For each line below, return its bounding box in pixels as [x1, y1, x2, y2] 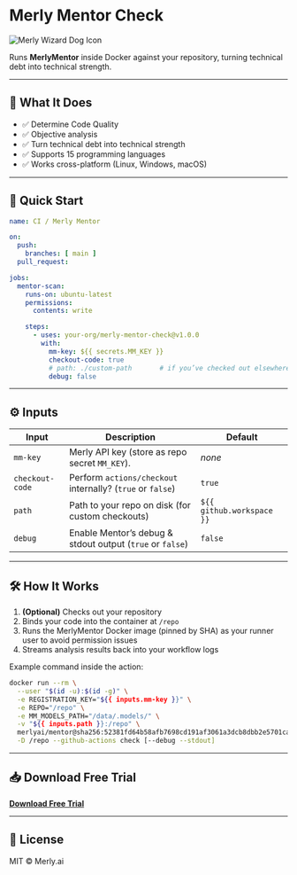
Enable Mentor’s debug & [69, 527, 174, 539]
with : [41, 339, 62, 348]
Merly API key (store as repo [69, 446, 187, 458]
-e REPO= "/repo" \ [17, 703, 86, 712]
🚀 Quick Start [9, 193, 84, 208]
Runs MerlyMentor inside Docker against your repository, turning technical [9, 51, 283, 62]
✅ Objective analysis [21, 129, 98, 139]
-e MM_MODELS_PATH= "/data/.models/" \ [17, 711, 161, 721]
